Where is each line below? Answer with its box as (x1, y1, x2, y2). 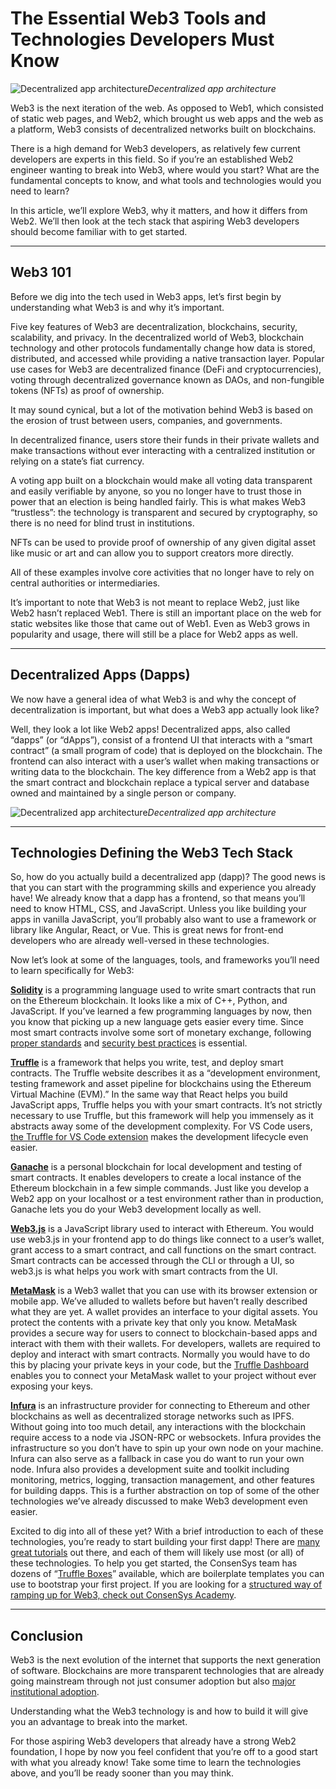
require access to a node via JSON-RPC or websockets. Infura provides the (10, 1432, 322, 1444)
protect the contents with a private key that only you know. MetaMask (10, 1317, 298, 1329)
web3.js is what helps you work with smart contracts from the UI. (10, 1265, 278, 1277)
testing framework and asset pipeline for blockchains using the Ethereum (10, 1078, 312, 1090)
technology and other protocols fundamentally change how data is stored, (10, 342, 316, 354)
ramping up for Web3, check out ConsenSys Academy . (10, 1589, 237, 1601)
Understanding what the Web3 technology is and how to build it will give (10, 1705, 309, 1717)
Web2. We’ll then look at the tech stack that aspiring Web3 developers (10, 215, 300, 227)
